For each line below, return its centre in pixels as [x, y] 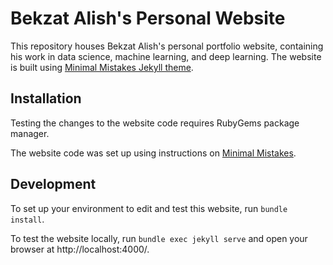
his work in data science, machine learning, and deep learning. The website [166, 56]
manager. [30, 133]
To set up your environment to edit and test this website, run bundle [149, 208]
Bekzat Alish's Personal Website [148, 18]
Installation [46, 98]
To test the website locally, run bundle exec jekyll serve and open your [159, 238]
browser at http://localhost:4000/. [80, 249]
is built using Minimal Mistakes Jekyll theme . [102, 67]
